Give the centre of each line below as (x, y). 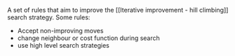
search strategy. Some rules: (49, 17)
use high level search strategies (63, 45)
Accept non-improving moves (60, 31)
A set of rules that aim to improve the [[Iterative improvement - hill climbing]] (118, 10)
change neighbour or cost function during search (88, 38)
